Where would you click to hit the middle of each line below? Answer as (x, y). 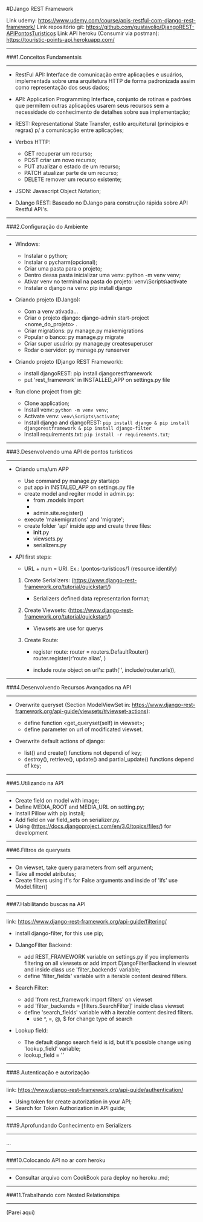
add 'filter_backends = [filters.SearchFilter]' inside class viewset (104, 1006)
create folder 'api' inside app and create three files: (88, 526)
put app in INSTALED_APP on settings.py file (79, 487)
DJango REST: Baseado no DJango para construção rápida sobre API (101, 203)
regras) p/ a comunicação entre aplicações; (69, 130)
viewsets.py (48, 539)
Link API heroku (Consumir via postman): (108, 33)
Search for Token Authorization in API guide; (70, 1108)
